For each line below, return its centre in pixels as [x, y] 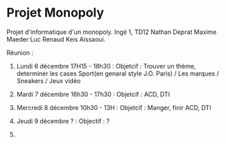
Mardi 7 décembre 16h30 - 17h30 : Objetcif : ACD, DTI [93, 94]
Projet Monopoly [55, 13]
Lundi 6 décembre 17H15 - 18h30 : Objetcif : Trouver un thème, [106, 66]
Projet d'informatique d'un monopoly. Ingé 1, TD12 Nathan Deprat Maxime [112, 32]
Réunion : [20, 53]
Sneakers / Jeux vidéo [49, 80]
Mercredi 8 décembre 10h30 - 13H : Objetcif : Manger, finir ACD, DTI [114, 107]
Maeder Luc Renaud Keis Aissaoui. [56, 39]
